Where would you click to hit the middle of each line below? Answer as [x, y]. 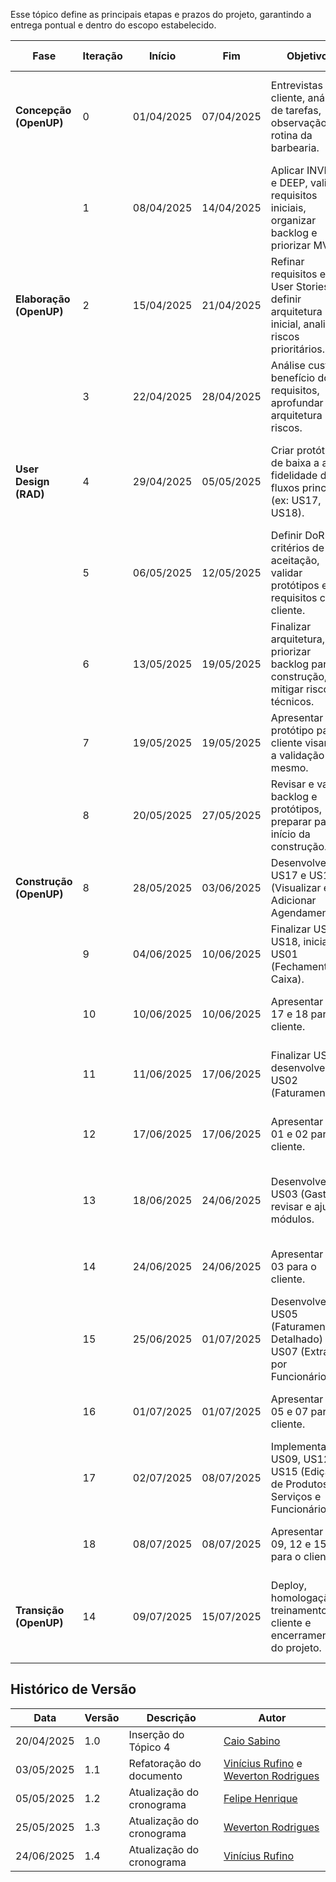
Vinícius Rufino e [263, 1763]
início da [290, 834]
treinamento [299, 1610]
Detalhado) [296, 1339]
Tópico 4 [149, 1747]
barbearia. [295, 147]
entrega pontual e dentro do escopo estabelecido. [113, 25]
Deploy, [288, 1585]
